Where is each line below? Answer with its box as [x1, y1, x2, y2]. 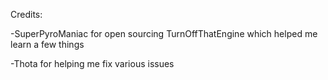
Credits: [10, 9, 43, 20]
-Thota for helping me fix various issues [10, 58, 175, 69]
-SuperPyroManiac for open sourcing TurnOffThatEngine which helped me [10, 28, 318, 39]
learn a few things [10, 39, 85, 50]
